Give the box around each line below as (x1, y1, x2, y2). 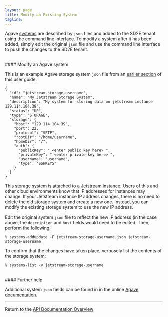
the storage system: (5, 253, 46, 259)
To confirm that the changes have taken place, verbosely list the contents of (5, 248, 162, 254)
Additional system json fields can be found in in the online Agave (5, 287, 139, 293)
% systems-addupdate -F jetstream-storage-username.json (5, 235, 126, 240)
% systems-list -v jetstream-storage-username (5, 263, 104, 268)
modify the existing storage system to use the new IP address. (5, 204, 133, 210)
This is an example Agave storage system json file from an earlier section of (5, 71, 162, 77)
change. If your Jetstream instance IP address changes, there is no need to (5, 194, 160, 200)
